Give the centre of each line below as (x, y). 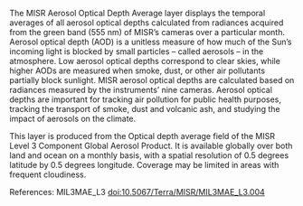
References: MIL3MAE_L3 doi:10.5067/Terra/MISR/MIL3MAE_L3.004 (137, 192)
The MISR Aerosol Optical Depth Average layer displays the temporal (137, 13)
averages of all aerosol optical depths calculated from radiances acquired (147, 23)
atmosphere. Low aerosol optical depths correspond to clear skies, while (145, 61)
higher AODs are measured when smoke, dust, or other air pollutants (137, 70)
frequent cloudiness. (48, 174)
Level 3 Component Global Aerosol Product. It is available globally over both (151, 145)
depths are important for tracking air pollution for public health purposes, (146, 99)
